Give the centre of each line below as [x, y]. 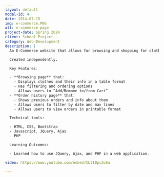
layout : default [21, 10]
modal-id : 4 [17, 14]
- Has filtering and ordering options [53, 86]
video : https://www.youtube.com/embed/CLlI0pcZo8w [58, 162]
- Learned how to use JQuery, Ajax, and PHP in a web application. [80, 153]
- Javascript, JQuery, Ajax [38, 131]
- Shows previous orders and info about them [61, 100]
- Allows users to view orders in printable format [67, 109]
